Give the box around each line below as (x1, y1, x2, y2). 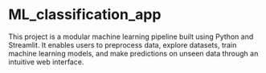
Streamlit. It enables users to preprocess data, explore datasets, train (8, 40, 237, 49)
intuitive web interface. (8, 57, 84, 67)
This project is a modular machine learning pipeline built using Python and (8, 32, 254, 41)
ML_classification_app (8, 6, 162, 24)
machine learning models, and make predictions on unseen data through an (8, 48, 259, 58)
